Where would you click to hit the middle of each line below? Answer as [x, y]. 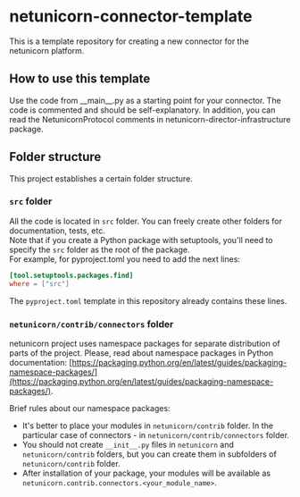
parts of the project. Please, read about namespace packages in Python [142, 353]
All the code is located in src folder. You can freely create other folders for [146, 221]
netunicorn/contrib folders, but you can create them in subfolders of [149, 454]
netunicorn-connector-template [131, 17]
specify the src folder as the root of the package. [100, 249]
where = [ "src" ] [39, 283]
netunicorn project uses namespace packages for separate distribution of [145, 343]
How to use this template [80, 79]
